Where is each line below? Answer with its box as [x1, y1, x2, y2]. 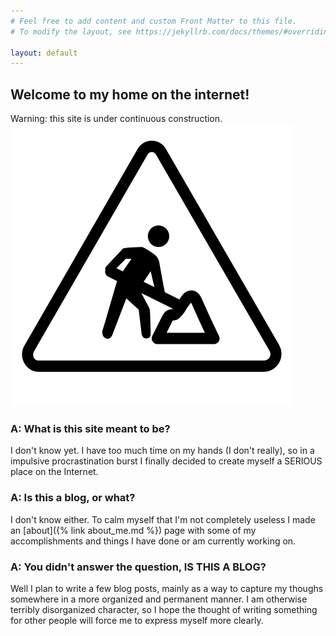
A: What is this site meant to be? [10, 421, 171, 435]
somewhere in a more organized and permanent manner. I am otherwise [10, 593, 308, 605]
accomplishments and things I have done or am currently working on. [10, 535, 297, 547]
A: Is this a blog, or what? [10, 491, 136, 505]
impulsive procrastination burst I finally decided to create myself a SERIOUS [10, 455, 323, 467]
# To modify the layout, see [10, 26, 132, 37]
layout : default [10, 48, 78, 58]
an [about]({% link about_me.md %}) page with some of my [10, 524, 257, 536]
